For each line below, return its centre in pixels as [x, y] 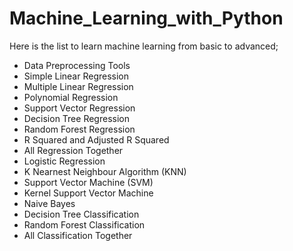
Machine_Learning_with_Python [146, 18]
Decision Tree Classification [81, 214]
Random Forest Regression [79, 129]
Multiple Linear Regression [78, 86]
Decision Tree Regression [76, 118]
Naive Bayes [49, 203]
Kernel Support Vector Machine [88, 193]
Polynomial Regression [71, 97]
